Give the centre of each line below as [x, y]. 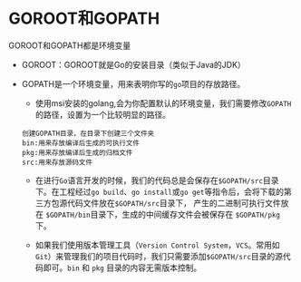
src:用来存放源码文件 [57, 162]
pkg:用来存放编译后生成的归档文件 [77, 152]
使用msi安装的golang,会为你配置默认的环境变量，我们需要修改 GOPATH [163, 103]
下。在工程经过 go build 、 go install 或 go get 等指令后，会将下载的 [160, 191]
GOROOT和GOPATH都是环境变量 [70, 45]
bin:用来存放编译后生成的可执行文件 [80, 143]
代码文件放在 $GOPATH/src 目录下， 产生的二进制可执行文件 [174, 203]
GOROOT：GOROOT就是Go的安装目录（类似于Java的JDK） [133, 64]
